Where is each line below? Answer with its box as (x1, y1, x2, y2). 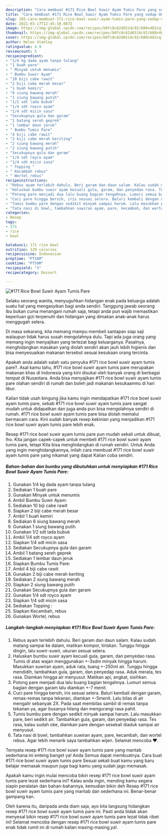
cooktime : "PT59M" (5, 261, 44, 266)
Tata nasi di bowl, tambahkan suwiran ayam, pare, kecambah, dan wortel (12, 732, 162, 738)
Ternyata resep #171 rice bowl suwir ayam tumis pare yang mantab (5, 747, 142, 753)
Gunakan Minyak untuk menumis (12, 492, 80, 498)
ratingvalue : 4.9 (5, 44, 42, 49)
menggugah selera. (5, 319, 46, 325)
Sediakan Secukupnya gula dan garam (12, 545, 92, 551)
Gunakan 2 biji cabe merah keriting (12, 571, 85, 577)
